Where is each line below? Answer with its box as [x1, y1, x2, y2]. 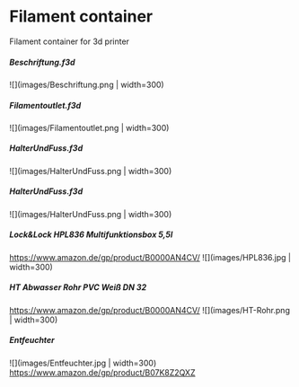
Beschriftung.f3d [9, 57, 75, 67]
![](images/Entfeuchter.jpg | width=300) [9, 357, 157, 368]
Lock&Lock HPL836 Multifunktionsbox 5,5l [9, 229, 173, 240]
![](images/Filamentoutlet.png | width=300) [9, 122, 170, 133]
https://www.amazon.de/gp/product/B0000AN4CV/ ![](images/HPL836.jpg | [9, 251, 292, 262]
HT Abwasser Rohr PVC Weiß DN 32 [9, 282, 147, 293]
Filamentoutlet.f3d [9, 100, 82, 110]
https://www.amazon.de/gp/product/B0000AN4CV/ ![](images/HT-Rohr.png [9, 304, 290, 315]
